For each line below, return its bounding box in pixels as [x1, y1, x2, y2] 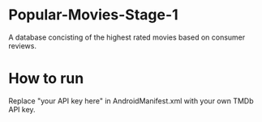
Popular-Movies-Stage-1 [8, 6, 178, 24]
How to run [8, 69, 84, 88]
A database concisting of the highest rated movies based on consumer [8, 32, 246, 42]
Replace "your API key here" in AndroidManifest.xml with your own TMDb [8, 95, 254, 106]
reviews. [8, 40, 37, 50]
